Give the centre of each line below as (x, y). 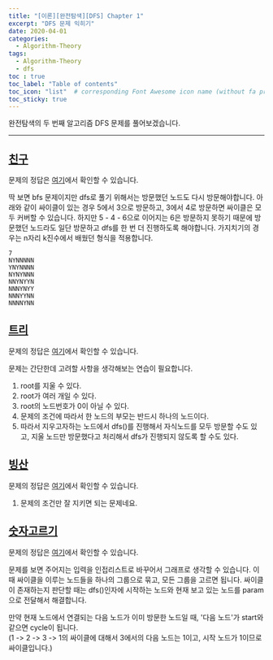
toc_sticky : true (38, 99)
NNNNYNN (22, 303)
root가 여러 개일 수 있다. (58, 396)
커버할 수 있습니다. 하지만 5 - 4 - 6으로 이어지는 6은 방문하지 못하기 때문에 (135, 218)
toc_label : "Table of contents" (63, 84)
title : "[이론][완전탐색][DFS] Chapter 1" (76, 16)
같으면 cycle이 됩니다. (43, 627)
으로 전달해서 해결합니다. (48, 600)
